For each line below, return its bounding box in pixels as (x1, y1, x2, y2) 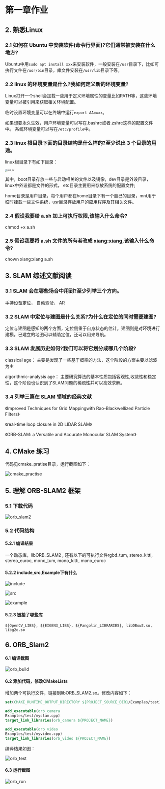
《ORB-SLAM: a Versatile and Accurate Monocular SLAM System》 (5, 431, 137, 437)
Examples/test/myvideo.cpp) (5, 731, 63, 736)
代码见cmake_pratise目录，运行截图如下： (5, 461, 91, 467)
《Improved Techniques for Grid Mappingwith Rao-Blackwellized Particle (5, 405, 150, 411)
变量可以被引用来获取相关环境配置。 (5, 99, 79, 105)
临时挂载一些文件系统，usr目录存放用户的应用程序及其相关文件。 (5, 199, 137, 205)
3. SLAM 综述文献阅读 (5, 272, 72, 280)
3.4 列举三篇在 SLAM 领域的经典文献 (5, 393, 92, 400)
